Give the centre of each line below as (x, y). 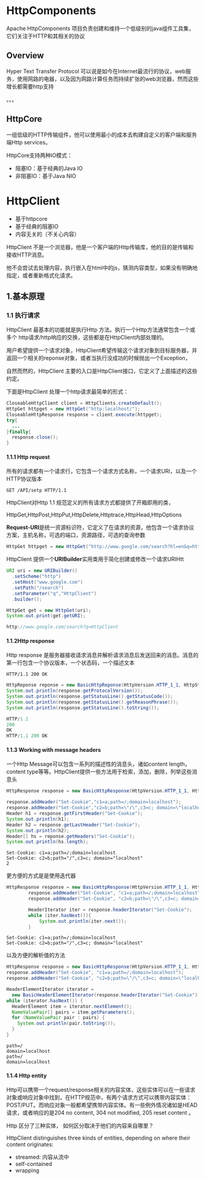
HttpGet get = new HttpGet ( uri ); (49, 610)
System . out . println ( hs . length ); (47, 842)
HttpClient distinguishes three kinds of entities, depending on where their (98, 1138)
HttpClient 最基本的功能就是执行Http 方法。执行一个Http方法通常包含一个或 (101, 330)
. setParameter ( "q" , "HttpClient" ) (54, 593)
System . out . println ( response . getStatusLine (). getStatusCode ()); (90, 697)
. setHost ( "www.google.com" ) (48, 582)
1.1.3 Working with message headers (54, 749)
